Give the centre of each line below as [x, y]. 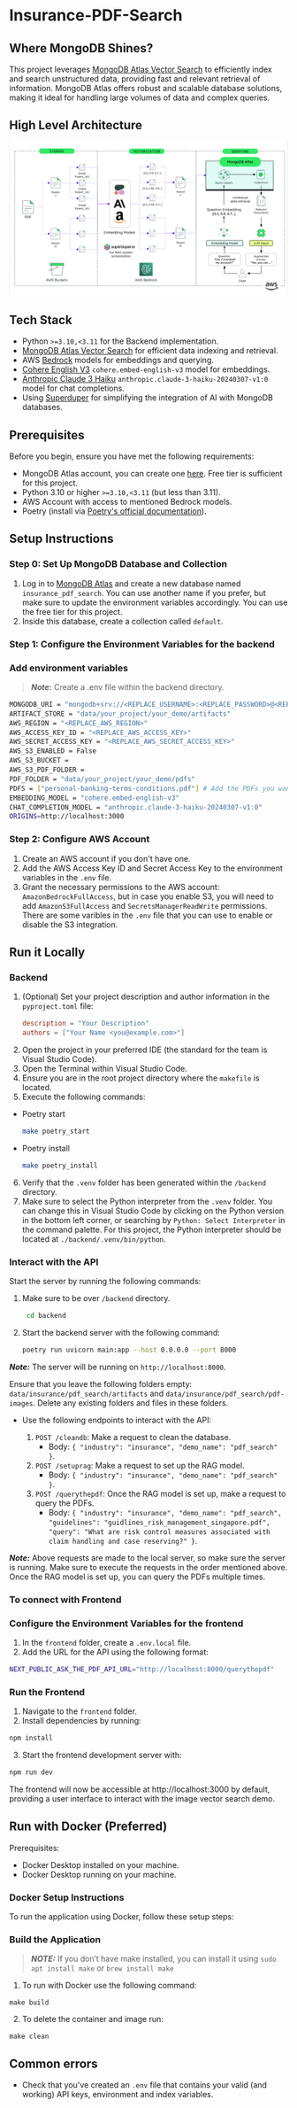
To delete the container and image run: [92, 2019]
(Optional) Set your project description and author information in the [146, 996]
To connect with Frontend [65, 1600]
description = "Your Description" [85, 1024]
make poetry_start [56, 1131]
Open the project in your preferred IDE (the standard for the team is [145, 1050]
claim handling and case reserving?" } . [123, 1540]
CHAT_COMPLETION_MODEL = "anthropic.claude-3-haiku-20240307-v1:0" [136, 807]
